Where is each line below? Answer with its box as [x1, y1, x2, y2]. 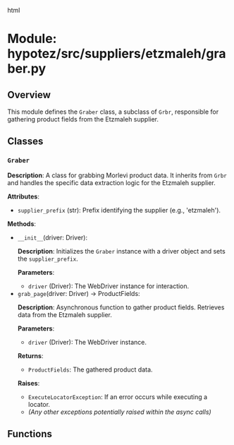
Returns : [17, 351, 44, 360]
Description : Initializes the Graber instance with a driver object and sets [17, 247, 226, 255]
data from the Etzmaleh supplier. [17, 310, 113, 319]
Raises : [17, 379, 40, 387]
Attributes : [7, 192, 40, 201]
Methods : [7, 219, 37, 228]
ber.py [7, 61, 47, 77]
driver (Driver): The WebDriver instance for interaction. [27, 282, 190, 290]
